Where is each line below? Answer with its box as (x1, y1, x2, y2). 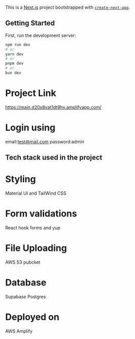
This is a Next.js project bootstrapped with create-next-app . (5, 5, 130, 10)
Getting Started (5, 19, 55, 27)
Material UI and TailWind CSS (5, 190, 67, 196)
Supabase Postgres (5, 293, 47, 300)
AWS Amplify (5, 328, 33, 334)
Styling (5, 174, 36, 185)
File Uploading (5, 242, 67, 254)
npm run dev (5, 42, 30, 47)
